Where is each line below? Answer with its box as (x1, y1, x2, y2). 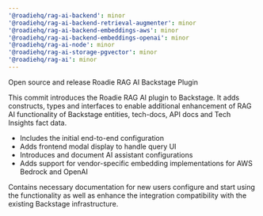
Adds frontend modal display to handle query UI (19, 142, 177, 151)
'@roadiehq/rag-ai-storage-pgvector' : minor (8, 48, 158, 56)
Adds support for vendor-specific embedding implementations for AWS (19, 158, 253, 168)
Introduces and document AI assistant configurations (19, 150, 193, 159)
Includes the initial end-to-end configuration (19, 133, 165, 142)
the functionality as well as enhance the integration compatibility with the (8, 191, 247, 200)
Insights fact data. (8, 118, 67, 127)
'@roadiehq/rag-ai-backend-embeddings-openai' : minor (8, 33, 190, 42)
